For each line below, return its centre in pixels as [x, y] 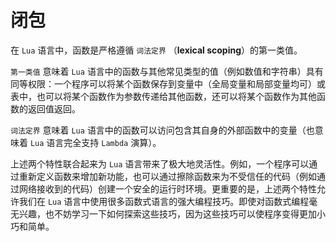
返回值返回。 [54, 108]
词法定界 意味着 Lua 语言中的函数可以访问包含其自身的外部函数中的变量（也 [162, 130]
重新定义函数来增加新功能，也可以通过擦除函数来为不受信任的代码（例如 [167, 176]
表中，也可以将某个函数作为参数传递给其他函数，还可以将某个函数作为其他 [163, 96]
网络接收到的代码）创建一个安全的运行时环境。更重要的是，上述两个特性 [167, 188]
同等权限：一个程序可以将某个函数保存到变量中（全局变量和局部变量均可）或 [168, 83]
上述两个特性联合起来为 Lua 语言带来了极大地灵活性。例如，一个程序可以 [160, 163]
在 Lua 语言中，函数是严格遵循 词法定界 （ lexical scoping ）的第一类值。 [156, 50]
